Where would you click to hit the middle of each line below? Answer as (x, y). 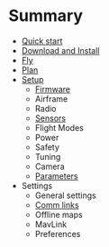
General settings (65, 195)
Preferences (58, 233)
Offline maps (59, 214)
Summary (45, 16)
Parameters (56, 176)
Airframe (51, 99)
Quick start (42, 41)
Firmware (53, 89)
